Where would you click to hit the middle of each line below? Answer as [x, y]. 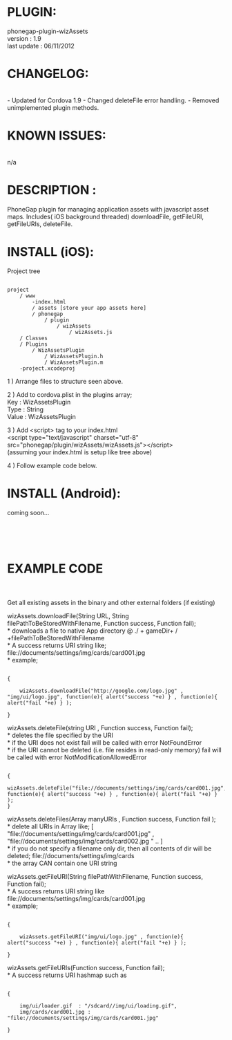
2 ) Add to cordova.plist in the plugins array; [70, 394]
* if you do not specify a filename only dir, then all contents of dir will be [109, 848]
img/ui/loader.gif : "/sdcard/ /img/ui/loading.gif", [98, 1006]
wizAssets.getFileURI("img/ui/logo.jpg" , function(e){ [102, 937]
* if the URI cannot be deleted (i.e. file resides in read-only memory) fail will [115, 750]
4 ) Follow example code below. [52, 465]
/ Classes [34, 338]
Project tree [24, 271]
